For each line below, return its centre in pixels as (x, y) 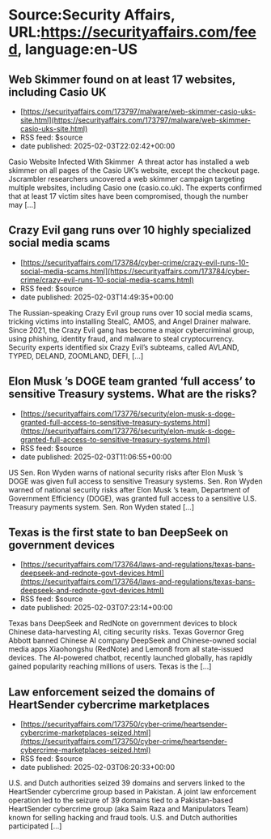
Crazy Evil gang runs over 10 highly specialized (130, 230)
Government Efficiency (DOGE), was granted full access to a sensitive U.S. (133, 498)
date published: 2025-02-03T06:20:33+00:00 (97, 768)
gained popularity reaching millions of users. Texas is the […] (110, 666)
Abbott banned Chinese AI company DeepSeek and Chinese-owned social (133, 641)
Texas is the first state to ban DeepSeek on (119, 533)
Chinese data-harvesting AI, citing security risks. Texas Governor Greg (126, 632)
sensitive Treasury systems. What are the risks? (133, 394)
